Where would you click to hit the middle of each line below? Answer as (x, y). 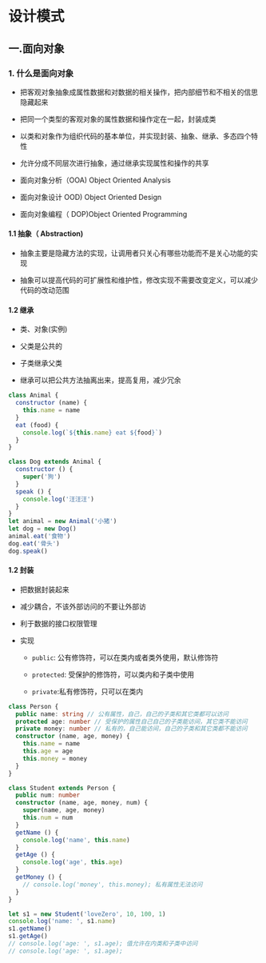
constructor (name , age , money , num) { (82, 803)
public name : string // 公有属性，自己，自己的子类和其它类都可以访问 (122, 714)
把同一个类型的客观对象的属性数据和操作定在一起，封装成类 (118, 119)
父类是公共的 (41, 346)
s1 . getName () (30, 929)
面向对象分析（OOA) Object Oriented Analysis (95, 180)
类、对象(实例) (44, 330)
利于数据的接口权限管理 (58, 623)
